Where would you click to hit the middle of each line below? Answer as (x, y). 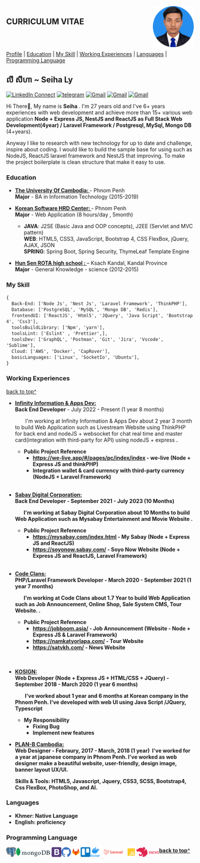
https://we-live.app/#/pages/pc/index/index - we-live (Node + (112, 458)
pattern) (34, 232)
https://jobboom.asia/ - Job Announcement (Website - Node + (111, 628)
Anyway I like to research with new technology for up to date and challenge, (99, 143)
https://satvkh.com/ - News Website (79, 647)
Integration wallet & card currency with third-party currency (108, 470)
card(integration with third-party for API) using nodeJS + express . (96, 440)
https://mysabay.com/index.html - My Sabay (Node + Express (111, 536)
